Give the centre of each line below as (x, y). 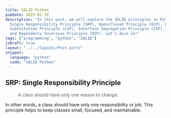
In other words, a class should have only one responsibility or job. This (79, 105)
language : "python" (31, 57)
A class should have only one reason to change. (68, 95)
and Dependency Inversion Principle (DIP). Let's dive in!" (75, 34)
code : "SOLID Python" (33, 62)
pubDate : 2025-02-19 (27, 15)
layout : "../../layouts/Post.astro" (44, 48)
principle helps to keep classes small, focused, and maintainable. (73, 110)
